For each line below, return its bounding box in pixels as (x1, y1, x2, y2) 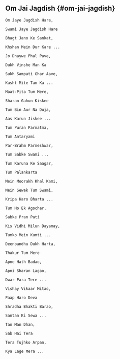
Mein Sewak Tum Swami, (5, 188, 53, 193)
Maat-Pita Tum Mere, (5, 89, 49, 94)
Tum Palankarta (5, 170, 38, 175)
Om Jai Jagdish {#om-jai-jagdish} (5, 4, 115, 13)
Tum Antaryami (5, 134, 36, 139)
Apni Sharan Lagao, (5, 268, 47, 273)
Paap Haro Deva (5, 295, 38, 300)
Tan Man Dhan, (5, 322, 36, 327)
